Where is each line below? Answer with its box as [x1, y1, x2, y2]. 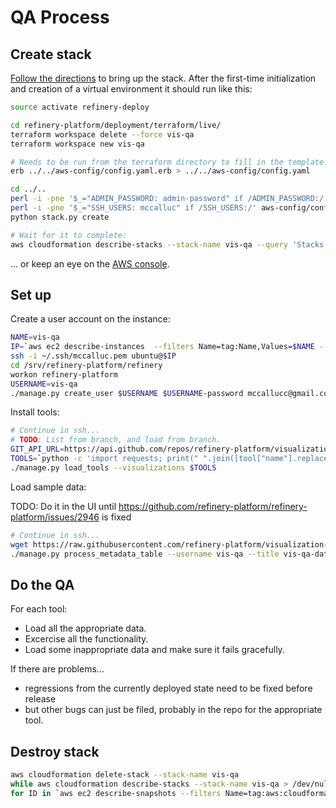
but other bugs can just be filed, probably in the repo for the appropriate [24, 704, 323, 716]
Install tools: [10, 406, 60, 418]
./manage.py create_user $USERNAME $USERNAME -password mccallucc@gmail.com [10, 388, 333, 398]
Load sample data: [10, 481, 87, 493]
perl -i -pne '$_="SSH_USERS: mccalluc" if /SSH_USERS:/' [10, 203, 257, 213]
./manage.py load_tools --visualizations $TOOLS [10, 462, 217, 473]
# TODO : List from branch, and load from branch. [10, 435, 222, 445]
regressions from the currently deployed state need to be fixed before [24, 682, 313, 695]
